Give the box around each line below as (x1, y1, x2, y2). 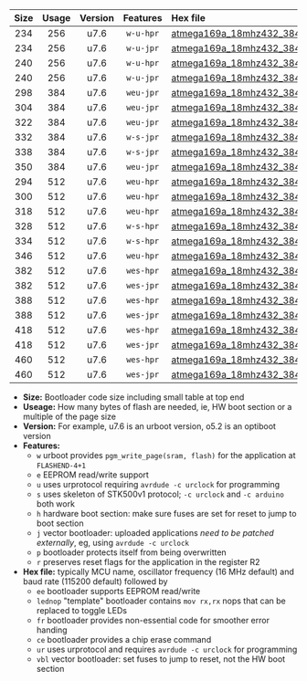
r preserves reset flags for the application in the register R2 (36, 557, 260, 567)
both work (36, 498, 76, 509)
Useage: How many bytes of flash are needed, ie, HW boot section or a (22, 402, 292, 412)
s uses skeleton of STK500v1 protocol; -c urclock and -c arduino (36, 488, 285, 499)
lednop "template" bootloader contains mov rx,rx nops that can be (36, 595, 286, 606)
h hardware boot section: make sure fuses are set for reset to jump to (36, 508, 297, 519)
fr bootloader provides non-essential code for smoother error (36, 615, 270, 625)
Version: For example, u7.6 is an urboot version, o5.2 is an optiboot (22, 421, 277, 432)
